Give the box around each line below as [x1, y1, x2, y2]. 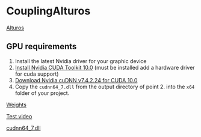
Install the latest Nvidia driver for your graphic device [14, 57, 147, 64]
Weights [6, 101, 27, 108]
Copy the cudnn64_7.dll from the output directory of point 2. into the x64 [14, 83, 195, 90]
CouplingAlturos [6, 4, 91, 18]
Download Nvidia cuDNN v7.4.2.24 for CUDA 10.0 [14, 76, 138, 84]
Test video [6, 112, 32, 120]
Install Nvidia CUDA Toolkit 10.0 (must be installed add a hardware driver [14, 64, 195, 71]
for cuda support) [14, 70, 59, 78]
